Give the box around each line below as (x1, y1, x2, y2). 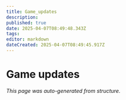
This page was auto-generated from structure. (6, 87, 121, 94)
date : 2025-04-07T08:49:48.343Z (6, 25, 86, 32)
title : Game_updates (6, 8, 58, 15)
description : (6, 14, 39, 20)
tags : (6, 31, 20, 37)
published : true (6, 20, 46, 26)
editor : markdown (6, 36, 49, 42)
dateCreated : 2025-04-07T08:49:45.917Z (6, 42, 105, 48)
